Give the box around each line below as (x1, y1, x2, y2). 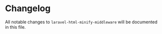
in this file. (5, 24, 26, 30)
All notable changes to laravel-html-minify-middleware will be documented (5, 19, 158, 25)
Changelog (5, 3, 51, 14)
